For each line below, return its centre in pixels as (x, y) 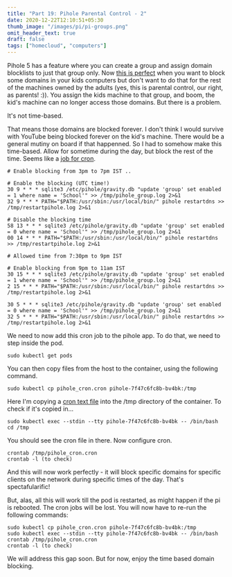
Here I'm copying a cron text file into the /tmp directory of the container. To (114, 401)
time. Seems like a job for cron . (51, 159)
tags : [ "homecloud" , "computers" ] (57, 46)
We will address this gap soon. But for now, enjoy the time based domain (111, 559)
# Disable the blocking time (49, 220)
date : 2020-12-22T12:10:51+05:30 (55, 20)
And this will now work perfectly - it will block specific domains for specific (114, 472)
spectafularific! (29, 487)
